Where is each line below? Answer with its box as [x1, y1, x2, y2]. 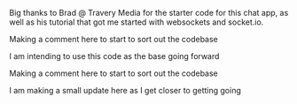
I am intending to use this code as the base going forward [9, 51, 220, 61]
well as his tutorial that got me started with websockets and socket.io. [9, 17, 264, 27]
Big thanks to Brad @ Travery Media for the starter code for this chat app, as [9, 8, 289, 18]
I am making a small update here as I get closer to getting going [9, 85, 241, 95]
